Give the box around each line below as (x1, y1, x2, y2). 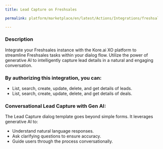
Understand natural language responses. (12, 128, 94, 134)
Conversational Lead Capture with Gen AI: (5, 103, 106, 109)
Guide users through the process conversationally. (12, 138, 113, 144)
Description (5, 36, 33, 43)
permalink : (5, 15, 27, 21)
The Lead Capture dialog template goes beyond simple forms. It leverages (5, 114, 153, 119)
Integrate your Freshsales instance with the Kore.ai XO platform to (5, 47, 137, 53)
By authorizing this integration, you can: (5, 74, 102, 81)
